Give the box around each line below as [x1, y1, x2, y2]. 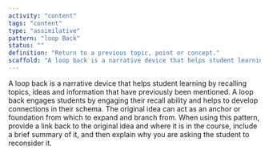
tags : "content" [8, 19, 62, 27]
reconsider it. [8, 138, 52, 148]
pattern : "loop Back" [8, 34, 81, 43]
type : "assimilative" [8, 26, 81, 34]
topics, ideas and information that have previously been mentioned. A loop [8, 87, 254, 96]
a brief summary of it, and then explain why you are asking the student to [8, 129, 250, 139]
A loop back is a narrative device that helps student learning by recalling [8, 78, 247, 88]
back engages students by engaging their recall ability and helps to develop [8, 95, 259, 105]
